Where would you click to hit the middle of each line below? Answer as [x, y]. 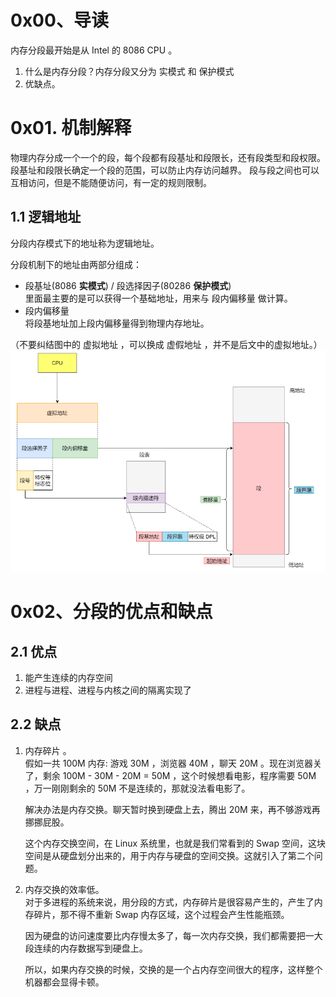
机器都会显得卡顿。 [64, 982]
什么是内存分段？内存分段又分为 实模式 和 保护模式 [129, 71]
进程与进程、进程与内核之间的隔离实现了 [108, 690]
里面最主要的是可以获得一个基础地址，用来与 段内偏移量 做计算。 [158, 298]
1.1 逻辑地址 [46, 217]
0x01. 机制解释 [71, 128]
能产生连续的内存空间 [68, 678]
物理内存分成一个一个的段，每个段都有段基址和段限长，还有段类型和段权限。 [168, 157]
